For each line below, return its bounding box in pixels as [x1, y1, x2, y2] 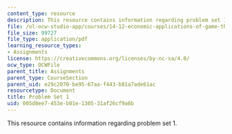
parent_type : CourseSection [7, 74, 88, 82]
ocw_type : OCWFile [7, 61, 60, 68]
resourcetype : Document [7, 87, 76, 94]
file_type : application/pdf [7, 36, 88, 43]
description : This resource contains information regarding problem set [7, 17, 221, 23]
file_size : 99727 [7, 29, 57, 37]
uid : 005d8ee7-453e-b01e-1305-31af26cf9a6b [7, 100, 135, 107]
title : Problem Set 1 [7, 94, 70, 101]
